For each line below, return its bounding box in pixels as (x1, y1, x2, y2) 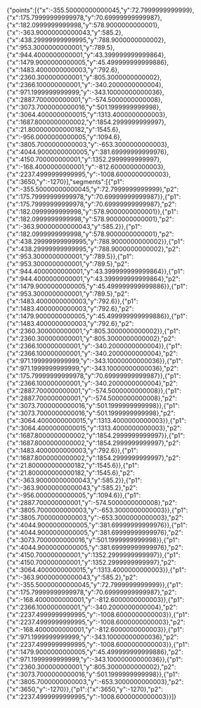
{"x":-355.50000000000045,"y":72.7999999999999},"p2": (6, 185, 179, 193)
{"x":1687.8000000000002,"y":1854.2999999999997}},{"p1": (6, 431, 186, 440)
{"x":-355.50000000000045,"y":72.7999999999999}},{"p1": (6, 581, 183, 589)
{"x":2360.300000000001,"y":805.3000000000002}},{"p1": (6, 327, 181, 335)
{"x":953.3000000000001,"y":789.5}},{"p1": (6, 252, 134, 261)
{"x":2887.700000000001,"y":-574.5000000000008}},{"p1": (6, 386, 182, 395)
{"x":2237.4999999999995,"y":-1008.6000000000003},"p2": (6, 618, 186, 626)
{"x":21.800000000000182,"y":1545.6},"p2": (6, 468, 135, 477)
